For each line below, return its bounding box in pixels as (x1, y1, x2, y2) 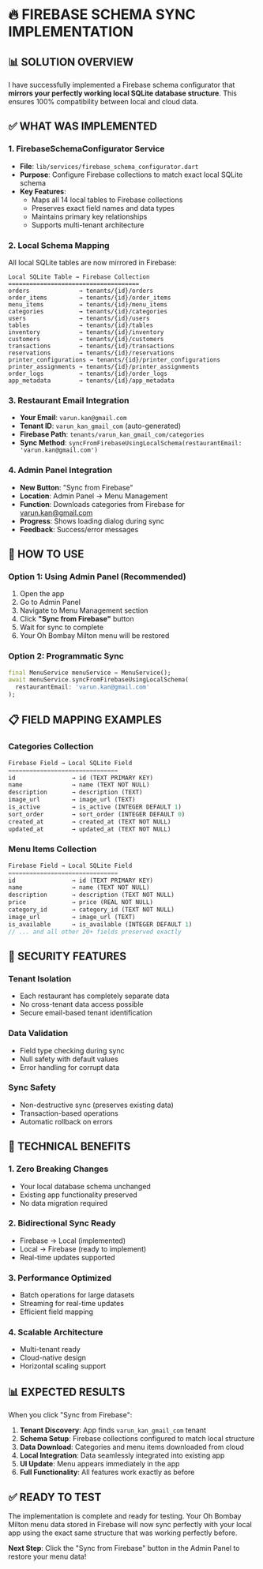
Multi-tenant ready (19, 1345, 81, 1354)
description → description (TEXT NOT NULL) (8, 891, 175, 899)
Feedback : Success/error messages (19, 524, 139, 534)
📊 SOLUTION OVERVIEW (8, 55, 134, 69)
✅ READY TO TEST (8, 1490, 102, 1503)
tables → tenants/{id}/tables (8, 321, 154, 329)
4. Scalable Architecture (8, 1327, 103, 1338)
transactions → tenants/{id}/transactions (8, 342, 175, 350)
